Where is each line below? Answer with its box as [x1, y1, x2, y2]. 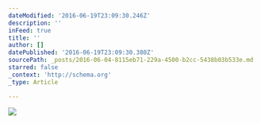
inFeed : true [8, 26, 52, 34]
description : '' [8, 19, 62, 27]
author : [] [8, 41, 44, 49]
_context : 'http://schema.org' [8, 71, 112, 79]
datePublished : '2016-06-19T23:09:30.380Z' [8, 48, 155, 56]
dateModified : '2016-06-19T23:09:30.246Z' [8, 11, 151, 20]
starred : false [8, 64, 59, 72]
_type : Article [8, 78, 59, 86]
